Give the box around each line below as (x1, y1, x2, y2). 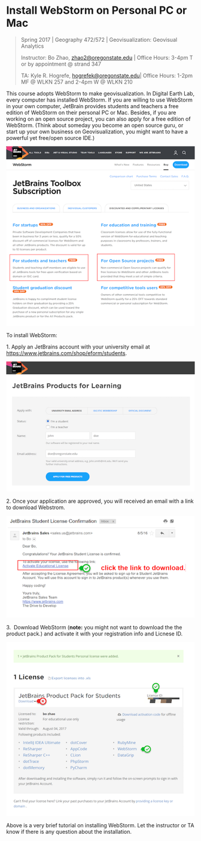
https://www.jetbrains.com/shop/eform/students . (6, 350, 127, 357)
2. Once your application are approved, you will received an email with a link (6, 497, 194, 505)
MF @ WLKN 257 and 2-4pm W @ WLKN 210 (20, 78, 133, 85)
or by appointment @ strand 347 (20, 60, 102, 68)
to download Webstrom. (6, 504, 66, 511)
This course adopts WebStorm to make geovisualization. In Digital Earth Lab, (6, 90, 195, 97)
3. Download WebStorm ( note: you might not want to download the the (6, 624, 182, 631)
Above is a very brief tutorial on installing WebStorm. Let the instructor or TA (6, 821, 194, 828)
